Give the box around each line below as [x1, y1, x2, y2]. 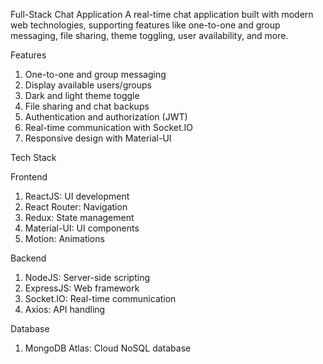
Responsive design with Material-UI [24, 132, 172, 144]
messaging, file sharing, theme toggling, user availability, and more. [10, 30, 289, 41]
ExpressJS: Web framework [24, 282, 140, 294]
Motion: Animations [24, 233, 105, 244]
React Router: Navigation [24, 201, 128, 213]
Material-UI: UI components [24, 222, 140, 234]
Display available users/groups [24, 79, 152, 91]
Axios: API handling [24, 304, 106, 315]
